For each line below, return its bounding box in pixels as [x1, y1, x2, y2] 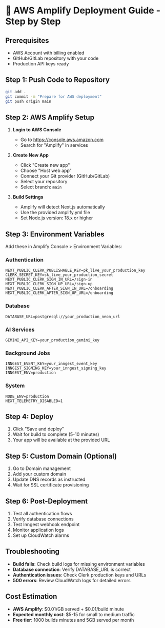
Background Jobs [5, 350, 50, 357]
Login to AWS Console [12, 127, 61, 133]
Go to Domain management [12, 465, 71, 472]
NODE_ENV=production [5, 394, 50, 399]
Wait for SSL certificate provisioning [12, 482, 89, 488]
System [5, 382, 25, 389]
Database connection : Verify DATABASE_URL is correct [12, 566, 131, 572]
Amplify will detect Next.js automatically [20, 204, 105, 210]
